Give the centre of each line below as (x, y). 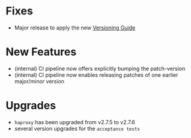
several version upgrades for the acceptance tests (77, 128)
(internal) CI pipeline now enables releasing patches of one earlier (96, 75)
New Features (41, 52)
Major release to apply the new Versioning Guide (75, 28)
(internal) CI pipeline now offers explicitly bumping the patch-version (100, 68)
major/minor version (39, 81)
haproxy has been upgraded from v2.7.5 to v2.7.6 (75, 122)
